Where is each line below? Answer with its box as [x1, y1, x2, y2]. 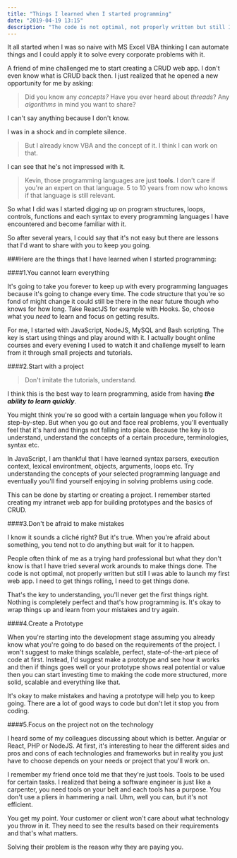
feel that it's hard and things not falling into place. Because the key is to [7, 425, 215, 435]
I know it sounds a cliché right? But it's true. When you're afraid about [7, 533, 210, 541]
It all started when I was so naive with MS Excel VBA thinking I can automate [7, 43, 229, 52]
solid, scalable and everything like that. [7, 678, 121, 686]
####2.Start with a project [7, 362, 85, 371]
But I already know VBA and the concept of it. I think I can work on [24, 141, 218, 150]
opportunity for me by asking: [7, 79, 94, 88]
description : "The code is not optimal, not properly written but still [7, 23, 226, 30]
